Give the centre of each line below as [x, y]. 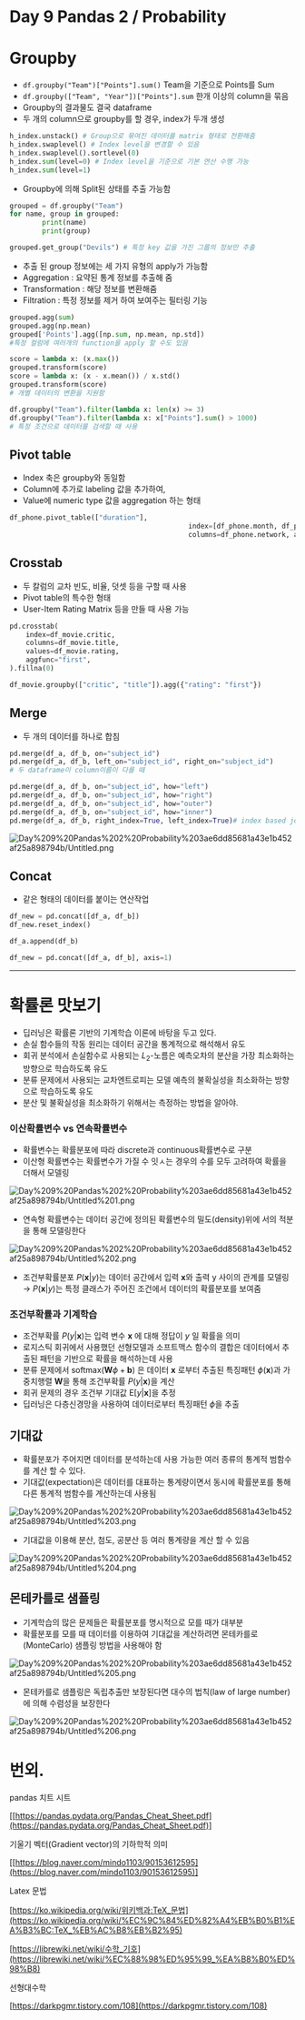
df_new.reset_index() [50, 925]
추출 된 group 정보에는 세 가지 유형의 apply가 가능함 [115, 266]
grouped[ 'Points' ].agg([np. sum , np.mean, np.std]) [107, 334]
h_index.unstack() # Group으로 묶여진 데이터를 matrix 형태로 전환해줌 [133, 136]
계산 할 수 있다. [59, 1470]
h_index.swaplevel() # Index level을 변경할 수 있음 [104, 145]
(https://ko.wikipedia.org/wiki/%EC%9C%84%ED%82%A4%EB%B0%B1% [150, 1920]
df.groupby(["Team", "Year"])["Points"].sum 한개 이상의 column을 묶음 [155, 96]
